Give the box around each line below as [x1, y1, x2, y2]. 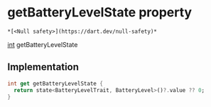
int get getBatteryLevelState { [7, 80, 103, 87]
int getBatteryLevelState [7, 40, 78, 49]
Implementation [7, 61, 80, 73]
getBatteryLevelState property [7, 4, 193, 21]
